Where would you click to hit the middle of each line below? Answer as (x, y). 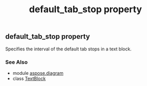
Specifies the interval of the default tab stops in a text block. (68, 49)
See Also (17, 62)
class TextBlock (29, 78)
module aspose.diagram (38, 73)
